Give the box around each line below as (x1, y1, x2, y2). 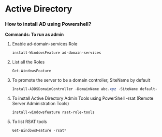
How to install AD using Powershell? (5, 21, 92, 28)
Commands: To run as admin (5, 31, 64, 37)
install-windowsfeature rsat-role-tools (12, 110, 95, 115)
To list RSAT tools (12, 119, 47, 124)
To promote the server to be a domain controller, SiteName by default (12, 77, 151, 83)
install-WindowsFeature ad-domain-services (12, 50, 102, 55)
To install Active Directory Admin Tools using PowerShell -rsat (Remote (12, 95, 154, 101)
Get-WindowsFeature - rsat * (12, 128, 67, 133)
